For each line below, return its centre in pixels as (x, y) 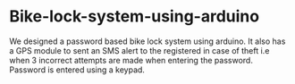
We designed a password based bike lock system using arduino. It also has (147, 41)
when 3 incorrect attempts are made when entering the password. (131, 60)
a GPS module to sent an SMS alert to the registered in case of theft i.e (139, 50)
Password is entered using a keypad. (77, 70)
